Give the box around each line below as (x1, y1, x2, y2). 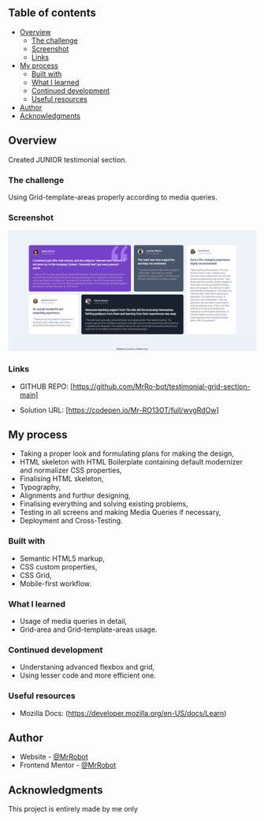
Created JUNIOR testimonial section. (8, 155, 128, 164)
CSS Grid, (19, 570, 52, 580)
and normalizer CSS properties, (19, 465, 122, 476)
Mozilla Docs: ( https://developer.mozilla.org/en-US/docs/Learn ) (19, 708, 227, 718)
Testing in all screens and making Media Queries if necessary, (19, 508, 221, 517)
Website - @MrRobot (19, 752, 88, 762)
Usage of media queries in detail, (19, 617, 128, 626)
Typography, (19, 483, 61, 492)
